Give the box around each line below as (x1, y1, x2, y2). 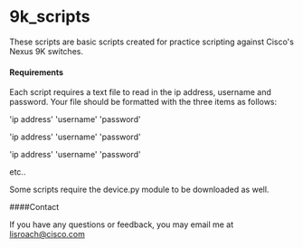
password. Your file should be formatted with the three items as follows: (9, 97, 278, 108)
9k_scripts (9, 6, 90, 27)
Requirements (9, 66, 64, 78)
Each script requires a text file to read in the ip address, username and (9, 87, 271, 98)
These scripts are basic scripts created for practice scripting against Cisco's (9, 36, 294, 47)
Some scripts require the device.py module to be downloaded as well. (9, 184, 270, 196)
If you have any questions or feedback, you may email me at (9, 219, 234, 230)
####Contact (9, 202, 60, 213)
